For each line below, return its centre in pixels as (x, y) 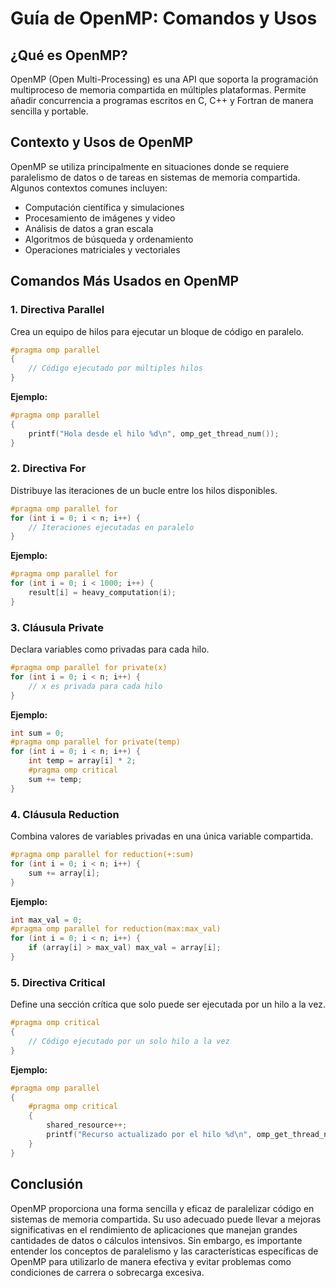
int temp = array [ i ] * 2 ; (82, 761)
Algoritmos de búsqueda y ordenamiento (109, 239)
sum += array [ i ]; (64, 873)
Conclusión (47, 1184)
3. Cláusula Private (57, 627)
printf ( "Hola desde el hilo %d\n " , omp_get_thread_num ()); (154, 433)
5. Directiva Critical (58, 982)
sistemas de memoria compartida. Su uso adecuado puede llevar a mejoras (166, 1219)
